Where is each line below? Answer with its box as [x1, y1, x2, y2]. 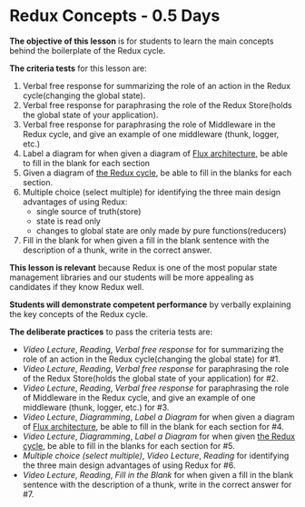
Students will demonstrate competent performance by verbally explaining [9, 299, 292, 310]
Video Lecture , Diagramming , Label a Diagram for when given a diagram [22, 411, 295, 422]
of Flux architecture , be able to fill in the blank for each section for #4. [22, 421, 284, 432]
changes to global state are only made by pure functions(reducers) [35, 224, 288, 236]
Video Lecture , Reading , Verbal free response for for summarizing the [22, 343, 284, 354]
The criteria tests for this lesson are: [9, 63, 147, 74]
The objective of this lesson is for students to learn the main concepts [9, 35, 274, 46]
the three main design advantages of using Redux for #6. [22, 460, 236, 471]
